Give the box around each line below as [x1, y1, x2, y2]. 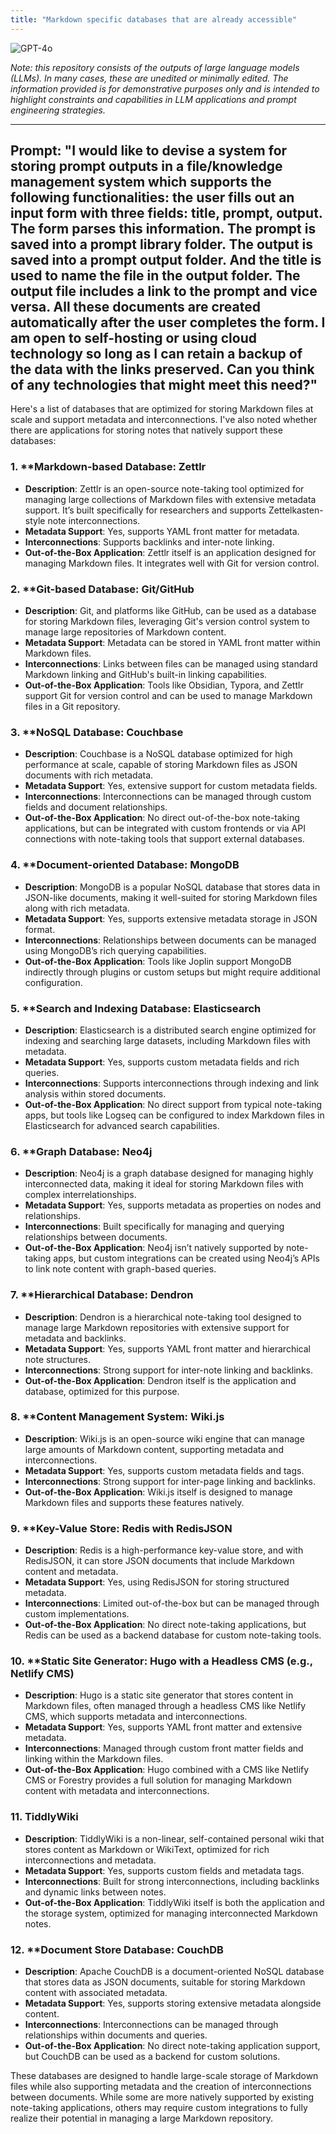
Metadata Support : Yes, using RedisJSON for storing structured [24, 1576, 290, 1588]
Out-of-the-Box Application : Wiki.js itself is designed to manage [24, 1486, 293, 1498]
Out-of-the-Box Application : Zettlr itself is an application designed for [24, 546, 317, 558]
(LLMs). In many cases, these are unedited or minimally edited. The [10, 72, 289, 84]
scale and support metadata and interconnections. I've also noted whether [10, 414, 318, 426]
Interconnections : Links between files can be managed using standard [24, 658, 318, 670]
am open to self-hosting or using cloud [10, 330, 257, 347]
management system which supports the [10, 174, 272, 191]
